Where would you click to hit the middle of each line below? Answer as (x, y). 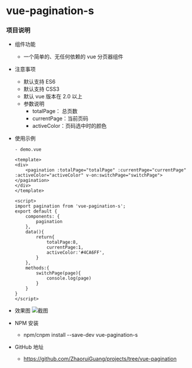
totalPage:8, (62, 243)
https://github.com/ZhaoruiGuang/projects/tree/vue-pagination (100, 359)
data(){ (35, 232)
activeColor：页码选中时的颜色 (69, 126)
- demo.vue (28, 150)
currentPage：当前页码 (60, 118)
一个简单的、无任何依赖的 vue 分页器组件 (73, 57)
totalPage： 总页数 (55, 111)
